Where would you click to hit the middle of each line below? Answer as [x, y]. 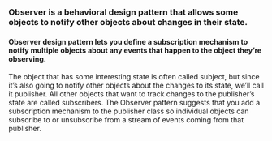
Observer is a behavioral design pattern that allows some [123, 12]
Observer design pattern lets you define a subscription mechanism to [128, 41]
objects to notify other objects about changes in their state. [128, 22]
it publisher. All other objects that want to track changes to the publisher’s [132, 94]
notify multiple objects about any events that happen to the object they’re [135, 50]
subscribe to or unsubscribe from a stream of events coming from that [126, 120]
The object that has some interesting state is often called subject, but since [134, 77]
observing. [27, 58]
